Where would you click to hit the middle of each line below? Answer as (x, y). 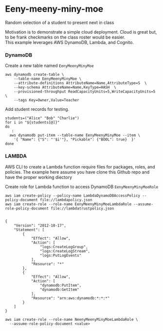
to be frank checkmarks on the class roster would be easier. (65, 37)
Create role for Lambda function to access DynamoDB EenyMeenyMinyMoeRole (82, 186)
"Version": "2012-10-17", (40, 226)
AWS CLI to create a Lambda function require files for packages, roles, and (80, 166)
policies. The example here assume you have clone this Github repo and (77, 172)
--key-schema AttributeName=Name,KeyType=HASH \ (65, 87)
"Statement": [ (29, 230)
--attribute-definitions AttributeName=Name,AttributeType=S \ (80, 83)
